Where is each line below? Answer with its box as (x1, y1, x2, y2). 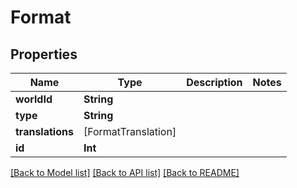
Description (186, 76, 243, 89)
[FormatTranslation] (83, 125, 177, 138)
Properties (10, 46, 78, 63)
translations (15, 125, 74, 138)
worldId (15, 92, 53, 106)
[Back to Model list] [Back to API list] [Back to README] (10, 167, 240, 178)
